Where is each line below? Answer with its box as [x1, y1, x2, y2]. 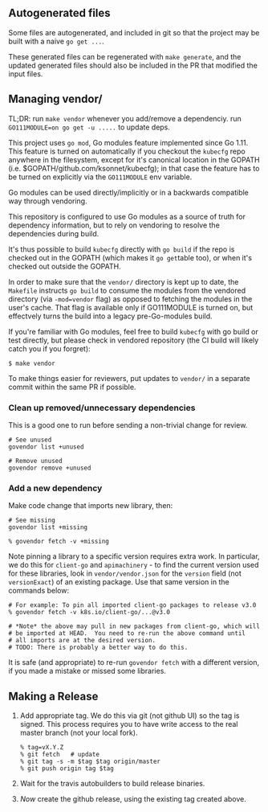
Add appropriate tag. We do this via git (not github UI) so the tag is [19, 711, 240, 720]
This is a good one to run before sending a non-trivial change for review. [8, 420, 248, 429]
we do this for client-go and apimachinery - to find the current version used [8, 560, 259, 570]
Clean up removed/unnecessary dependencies [8, 402, 196, 413]
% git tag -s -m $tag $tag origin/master [19, 757, 160, 766]
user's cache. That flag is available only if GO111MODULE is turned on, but [8, 302, 254, 312]
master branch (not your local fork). [19, 728, 138, 738]
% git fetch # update [19, 751, 100, 759]
